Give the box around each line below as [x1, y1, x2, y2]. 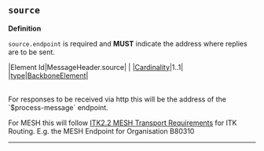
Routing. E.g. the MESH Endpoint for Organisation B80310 [8, 126, 195, 135]
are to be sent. [8, 47, 55, 57]
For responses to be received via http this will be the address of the [8, 94, 226, 104]
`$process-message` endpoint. [8, 102, 108, 112]
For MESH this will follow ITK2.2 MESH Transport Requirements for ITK [8, 118, 237, 127]
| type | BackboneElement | [8, 71, 89, 80]
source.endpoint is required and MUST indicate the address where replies [8, 39, 247, 48]
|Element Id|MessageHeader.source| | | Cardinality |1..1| [8, 62, 184, 72]
